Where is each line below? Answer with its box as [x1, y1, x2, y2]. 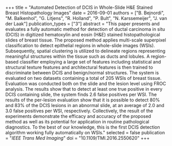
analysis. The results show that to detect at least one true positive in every [5, 86, 163, 92]
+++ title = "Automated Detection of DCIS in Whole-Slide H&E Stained [5, 5, 153, 10]
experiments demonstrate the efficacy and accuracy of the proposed [5, 113, 151, 119]
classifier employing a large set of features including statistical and [20, 59, 161, 65]
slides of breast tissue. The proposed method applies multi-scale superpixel [5, 37, 166, 43]
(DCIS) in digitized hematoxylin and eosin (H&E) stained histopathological [5, 32, 160, 37]
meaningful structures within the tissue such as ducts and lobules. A [5, 53, 150, 59]
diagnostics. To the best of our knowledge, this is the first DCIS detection [5, 124, 160, 130]
